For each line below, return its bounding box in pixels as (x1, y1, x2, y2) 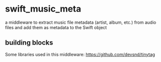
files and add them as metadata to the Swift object (5, 24, 107, 30)
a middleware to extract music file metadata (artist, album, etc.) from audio (5, 19, 156, 25)
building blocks (5, 39, 54, 47)
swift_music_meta (5, 3, 81, 15)
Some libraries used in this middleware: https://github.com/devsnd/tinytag (5, 51, 156, 57)
